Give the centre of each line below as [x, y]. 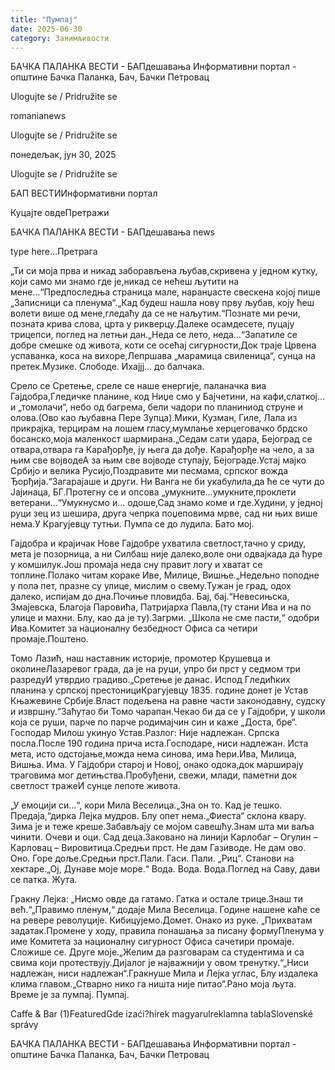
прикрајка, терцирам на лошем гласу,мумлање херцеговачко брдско [159, 428]
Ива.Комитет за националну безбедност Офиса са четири [134, 628]
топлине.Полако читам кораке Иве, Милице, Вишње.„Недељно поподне [165, 575]
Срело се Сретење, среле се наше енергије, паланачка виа [138, 386]
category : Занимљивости [60, 38]
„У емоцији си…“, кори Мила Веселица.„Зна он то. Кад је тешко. [146, 805]
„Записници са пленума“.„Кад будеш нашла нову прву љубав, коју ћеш [162, 303]
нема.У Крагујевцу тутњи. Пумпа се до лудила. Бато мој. [132, 524]
